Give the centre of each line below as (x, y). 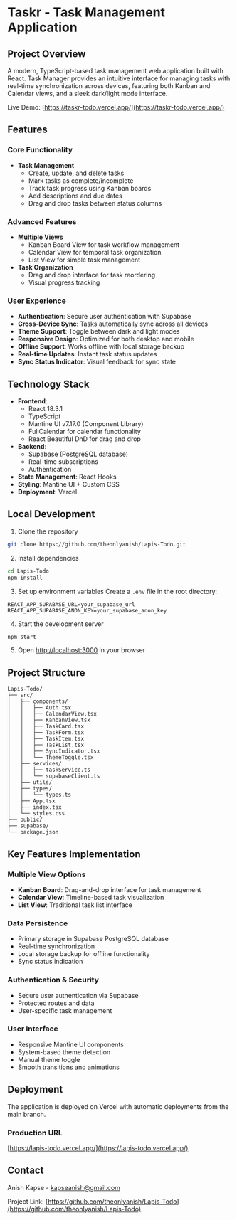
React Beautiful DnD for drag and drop (84, 439)
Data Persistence (38, 923)
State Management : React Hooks (67, 477)
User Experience (37, 301)
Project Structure (46, 673)
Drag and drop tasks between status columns (95, 203)
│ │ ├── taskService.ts (49, 770)
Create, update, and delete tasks (76, 173)
